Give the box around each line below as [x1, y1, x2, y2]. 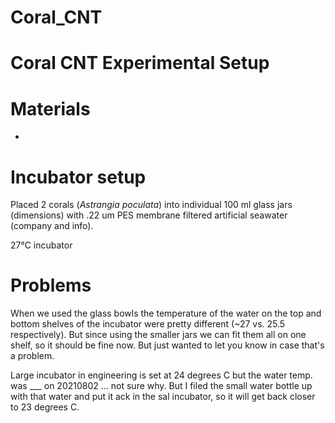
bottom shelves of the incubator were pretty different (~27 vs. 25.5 [10, 318, 286, 330]
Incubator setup [10, 166, 147, 188]
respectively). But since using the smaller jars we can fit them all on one [10, 329, 307, 341]
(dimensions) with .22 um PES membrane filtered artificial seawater [10, 209, 288, 221]
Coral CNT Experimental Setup [10, 52, 270, 75]
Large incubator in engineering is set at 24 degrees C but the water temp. [10, 369, 313, 381]
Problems [10, 274, 92, 297]
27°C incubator [10, 239, 73, 251]
